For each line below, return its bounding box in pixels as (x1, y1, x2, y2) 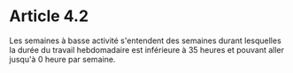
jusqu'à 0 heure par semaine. (9, 54, 116, 64)
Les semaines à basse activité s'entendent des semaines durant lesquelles (9, 35, 281, 46)
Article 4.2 (9, 6, 89, 26)
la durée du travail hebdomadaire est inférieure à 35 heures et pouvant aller (9, 44, 285, 55)
